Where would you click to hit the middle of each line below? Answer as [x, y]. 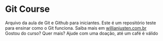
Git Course [28, 9]
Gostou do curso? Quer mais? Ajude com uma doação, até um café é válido [82, 33]
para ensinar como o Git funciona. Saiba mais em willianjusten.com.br [76, 28]
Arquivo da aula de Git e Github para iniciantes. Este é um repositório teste [81, 23]
